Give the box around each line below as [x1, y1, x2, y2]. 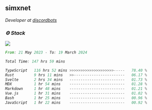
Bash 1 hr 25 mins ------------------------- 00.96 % [5, 96, 148, 101]
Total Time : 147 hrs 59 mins [5, 59, 65, 64]
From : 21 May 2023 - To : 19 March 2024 [5, 50, 88, 55]
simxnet [5, 4, 31, 12]
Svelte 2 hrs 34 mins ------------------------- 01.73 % [5, 77, 148, 82]
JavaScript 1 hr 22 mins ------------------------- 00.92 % [5, 100, 148, 105]
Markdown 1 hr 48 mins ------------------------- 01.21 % [5, 86, 148, 91]
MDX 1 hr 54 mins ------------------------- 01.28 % [5, 82, 148, 87]
